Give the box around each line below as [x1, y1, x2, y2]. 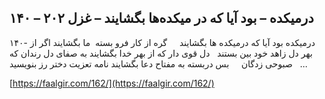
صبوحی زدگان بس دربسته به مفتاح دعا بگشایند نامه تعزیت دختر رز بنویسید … [9, 57, 308, 70]
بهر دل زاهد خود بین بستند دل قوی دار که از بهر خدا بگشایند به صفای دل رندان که [9, 47, 313, 59]
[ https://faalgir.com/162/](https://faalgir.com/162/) [9, 77, 215, 89]
